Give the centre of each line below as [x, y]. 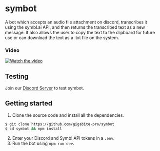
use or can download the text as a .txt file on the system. [62, 38]
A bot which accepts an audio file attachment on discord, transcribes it [76, 22]
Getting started [29, 103]
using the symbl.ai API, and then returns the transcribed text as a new [75, 27]
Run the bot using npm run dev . [43, 143]
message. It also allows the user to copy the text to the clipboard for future [80, 32]
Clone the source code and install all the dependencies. [68, 115]
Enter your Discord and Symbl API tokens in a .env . [63, 138]
